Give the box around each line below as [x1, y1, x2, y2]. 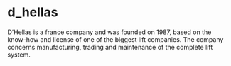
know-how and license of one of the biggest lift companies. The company [7, 35, 224, 43]
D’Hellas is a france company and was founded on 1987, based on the [7, 28, 212, 36]
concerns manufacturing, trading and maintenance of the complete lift [7, 43, 213, 51]
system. [7, 50, 31, 59]
